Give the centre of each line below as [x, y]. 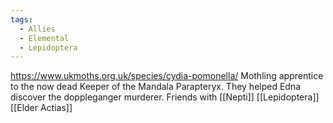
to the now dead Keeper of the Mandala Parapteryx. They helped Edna [156, 87]
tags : [21, 19]
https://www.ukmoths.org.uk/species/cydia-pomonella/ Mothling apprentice [167, 76]
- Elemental [44, 38]
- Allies [37, 29]
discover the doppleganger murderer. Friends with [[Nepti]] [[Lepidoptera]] [165, 97]
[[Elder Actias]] [41, 108]
